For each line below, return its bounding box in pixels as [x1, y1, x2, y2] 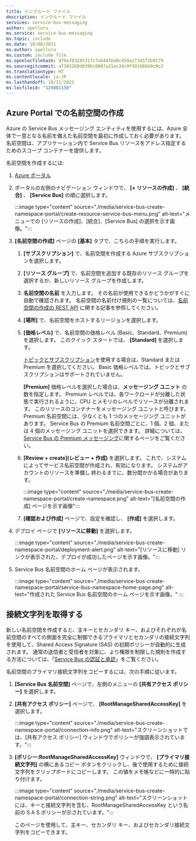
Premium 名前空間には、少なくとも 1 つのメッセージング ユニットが [23, 412, 186, 419]
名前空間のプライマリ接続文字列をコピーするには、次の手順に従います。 [6, 668, 180, 675]
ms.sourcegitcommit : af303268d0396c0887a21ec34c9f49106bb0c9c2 [6, 63, 164, 69]
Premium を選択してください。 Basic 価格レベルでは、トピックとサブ [23, 363, 190, 370]
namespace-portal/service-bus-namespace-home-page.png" [14, 584, 164, 591]
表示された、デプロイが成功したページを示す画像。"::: [30, 553, 160, 560]
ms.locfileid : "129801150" [6, 85, 72, 91]
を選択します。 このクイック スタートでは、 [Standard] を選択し [23, 336, 178, 343]
